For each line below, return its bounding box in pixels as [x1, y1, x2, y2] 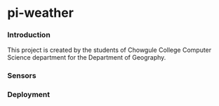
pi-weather [7, 5, 74, 21]
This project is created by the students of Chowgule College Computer [7, 46, 212, 54]
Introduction [7, 30, 51, 40]
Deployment [7, 90, 51, 100]
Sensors [7, 71, 36, 81]
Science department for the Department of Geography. [7, 53, 166, 62]
